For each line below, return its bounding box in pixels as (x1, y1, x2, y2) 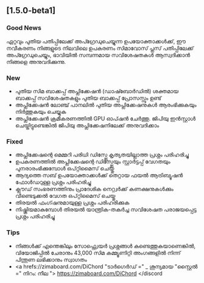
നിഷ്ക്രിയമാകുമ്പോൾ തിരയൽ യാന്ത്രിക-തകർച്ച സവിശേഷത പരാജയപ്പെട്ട (15, 206, 197, 213)
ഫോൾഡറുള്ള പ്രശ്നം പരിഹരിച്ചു (15, 178, 91, 186)
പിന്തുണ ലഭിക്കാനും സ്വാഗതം (15, 256, 87, 263)
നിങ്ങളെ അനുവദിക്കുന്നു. (6, 58, 66, 65)
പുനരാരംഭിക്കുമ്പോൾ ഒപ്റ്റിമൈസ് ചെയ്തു (15, 165, 114, 172)
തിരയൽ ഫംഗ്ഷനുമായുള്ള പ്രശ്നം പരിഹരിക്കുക (15, 199, 130, 206)
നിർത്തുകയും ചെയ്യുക (15, 108, 66, 115)
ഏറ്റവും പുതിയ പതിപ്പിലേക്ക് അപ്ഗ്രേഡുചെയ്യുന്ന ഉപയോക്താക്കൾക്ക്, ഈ (6, 37, 186, 45)
